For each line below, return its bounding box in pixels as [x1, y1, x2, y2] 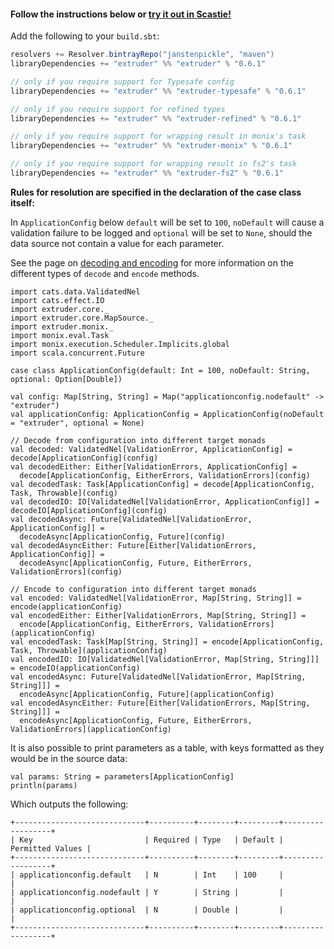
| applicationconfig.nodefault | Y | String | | [10, 887, 284, 897]
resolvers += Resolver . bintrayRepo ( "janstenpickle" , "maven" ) [10, 50, 275, 60]
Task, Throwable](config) [10, 488, 118, 498]
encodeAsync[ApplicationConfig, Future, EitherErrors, [19, 715, 253, 725]
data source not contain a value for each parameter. [10, 237, 225, 249]
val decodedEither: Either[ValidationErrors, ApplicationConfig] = [10, 461, 298, 472]
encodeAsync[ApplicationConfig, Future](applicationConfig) [19, 689, 275, 699]
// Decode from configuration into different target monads [10, 435, 267, 445]
